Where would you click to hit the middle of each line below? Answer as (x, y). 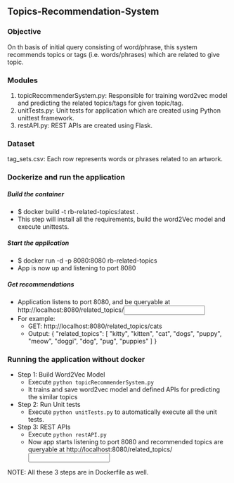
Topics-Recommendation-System (83, 12)
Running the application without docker (76, 360)
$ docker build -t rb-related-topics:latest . (78, 212)
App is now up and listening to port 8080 (77, 268)
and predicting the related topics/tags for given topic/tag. (100, 103)
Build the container (36, 194)
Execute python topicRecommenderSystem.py (91, 382)
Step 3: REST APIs (44, 427)
